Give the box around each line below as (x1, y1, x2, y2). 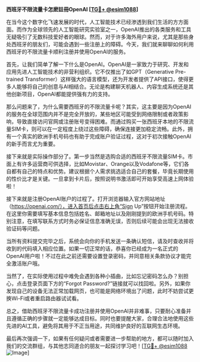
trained (6, 75, 24, 83)
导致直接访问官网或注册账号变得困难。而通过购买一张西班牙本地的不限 (16, 118, 189, 125)
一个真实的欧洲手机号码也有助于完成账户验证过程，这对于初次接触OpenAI (11, 133, 192, 140)
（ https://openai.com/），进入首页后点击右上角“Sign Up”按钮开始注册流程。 (6, 203, 191, 210)
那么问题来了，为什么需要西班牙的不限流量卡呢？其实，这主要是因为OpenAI (6, 103, 192, 110)
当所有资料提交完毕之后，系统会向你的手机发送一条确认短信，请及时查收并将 (6, 238, 194, 244)
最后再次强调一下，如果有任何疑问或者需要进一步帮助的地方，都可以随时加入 (6, 335, 194, 342)
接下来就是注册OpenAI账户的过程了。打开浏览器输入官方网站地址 (6, 196, 165, 202)
